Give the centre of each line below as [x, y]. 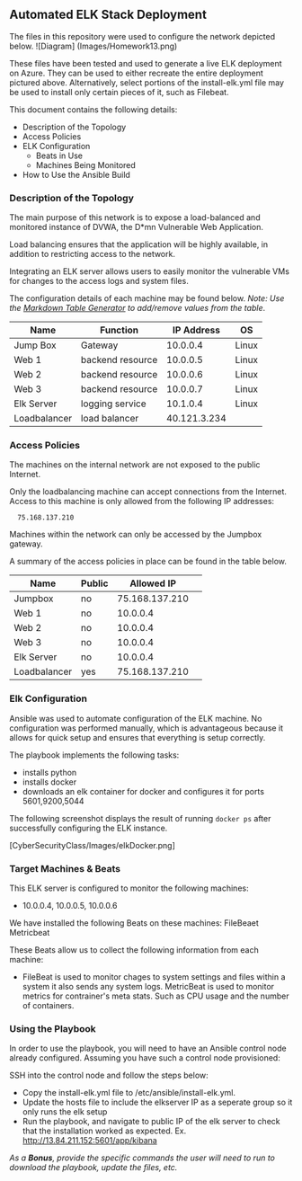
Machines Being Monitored [86, 164]
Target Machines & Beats [65, 868]
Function [120, 330]
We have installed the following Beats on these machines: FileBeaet [134, 923]
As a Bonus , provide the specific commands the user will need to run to [142, 1158]
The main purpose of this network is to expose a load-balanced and [135, 218]
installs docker [49, 782]
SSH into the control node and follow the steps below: [109, 1075]
